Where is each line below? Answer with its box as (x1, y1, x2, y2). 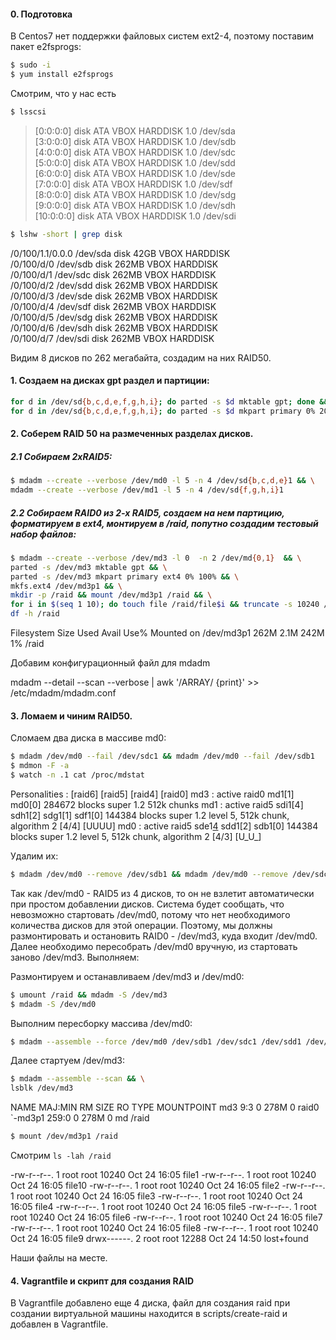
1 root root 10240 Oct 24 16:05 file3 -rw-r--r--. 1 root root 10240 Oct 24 (10, 1190, 304, 1202)
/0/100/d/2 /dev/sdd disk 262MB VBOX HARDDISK (10, 279, 218, 291)
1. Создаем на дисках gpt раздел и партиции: (10, 375, 210, 387)
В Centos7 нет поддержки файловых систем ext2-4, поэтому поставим (10, 30, 314, 42)
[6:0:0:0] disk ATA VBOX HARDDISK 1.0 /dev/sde (34, 167, 236, 179)
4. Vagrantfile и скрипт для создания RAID (10, 1275, 195, 1287)
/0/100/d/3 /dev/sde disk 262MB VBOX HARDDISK (10, 290, 218, 302)
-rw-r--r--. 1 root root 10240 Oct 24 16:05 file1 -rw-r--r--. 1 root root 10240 (10, 1169, 317, 1181)
